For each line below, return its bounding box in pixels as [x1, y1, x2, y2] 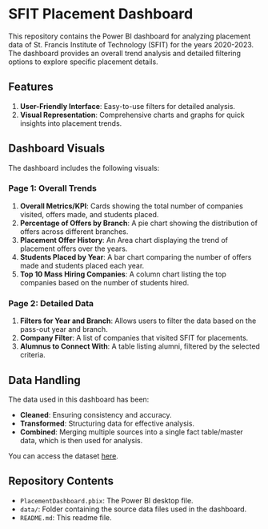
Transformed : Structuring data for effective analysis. [19, 418, 194, 428]
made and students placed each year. [19, 260, 145, 270]
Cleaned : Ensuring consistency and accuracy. [19, 410, 172, 419]
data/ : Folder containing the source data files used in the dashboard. [19, 504, 247, 514]
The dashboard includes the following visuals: [8, 163, 160, 172]
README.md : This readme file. [19, 512, 112, 522]
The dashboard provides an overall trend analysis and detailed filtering [8, 48, 242, 58]
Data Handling [8, 374, 82, 387]
